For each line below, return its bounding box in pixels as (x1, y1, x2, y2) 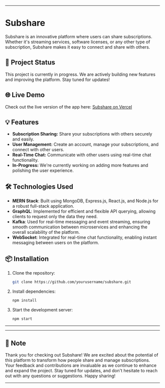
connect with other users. (12, 147, 65, 153)
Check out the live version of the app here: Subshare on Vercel (5, 104, 133, 110)
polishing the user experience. (12, 167, 74, 173)
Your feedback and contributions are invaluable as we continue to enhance (5, 362, 157, 368)
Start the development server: (12, 306, 73, 312)
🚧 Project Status (5, 58, 55, 67)
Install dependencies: (12, 288, 56, 294)
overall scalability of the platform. (12, 229, 80, 235)
